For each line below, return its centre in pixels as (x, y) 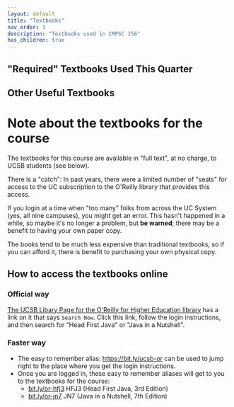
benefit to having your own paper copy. (65, 230)
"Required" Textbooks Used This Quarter (100, 69)
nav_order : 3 (27, 27)
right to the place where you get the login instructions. (96, 366)
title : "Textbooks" (36, 21)
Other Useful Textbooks (61, 93)
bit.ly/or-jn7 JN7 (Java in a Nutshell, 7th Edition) (98, 396)
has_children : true (36, 40)
